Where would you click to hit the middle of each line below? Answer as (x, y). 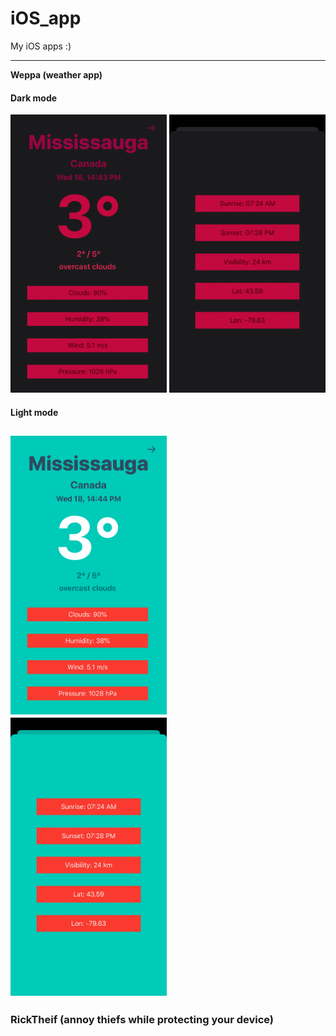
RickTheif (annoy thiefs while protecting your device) (142, 1019)
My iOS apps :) (41, 46)
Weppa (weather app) (56, 74)
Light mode (34, 412)
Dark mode (34, 98)
